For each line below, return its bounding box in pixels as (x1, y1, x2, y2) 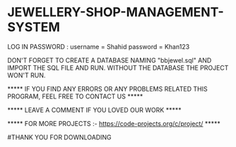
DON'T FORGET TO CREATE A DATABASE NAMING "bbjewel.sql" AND (7, 56, 212, 64)
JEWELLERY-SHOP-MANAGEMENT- (7, 4, 224, 20)
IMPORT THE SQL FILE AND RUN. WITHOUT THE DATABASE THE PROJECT (7, 63, 229, 72)
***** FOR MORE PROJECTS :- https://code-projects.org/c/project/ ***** (7, 119, 221, 127)
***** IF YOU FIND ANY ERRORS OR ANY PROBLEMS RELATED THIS (7, 84, 208, 93)
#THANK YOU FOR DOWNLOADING (7, 133, 112, 141)
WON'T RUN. (7, 71, 46, 79)
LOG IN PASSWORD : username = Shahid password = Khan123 (7, 42, 190, 51)
